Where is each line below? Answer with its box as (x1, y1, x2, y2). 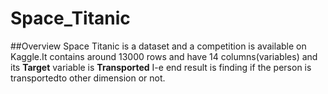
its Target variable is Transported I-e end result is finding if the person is (10, 61, 312, 73)
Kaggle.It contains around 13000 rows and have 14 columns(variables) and (10, 50, 318, 62)
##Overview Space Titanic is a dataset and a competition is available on (10, 40, 307, 52)
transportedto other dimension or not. (10, 72, 166, 84)
